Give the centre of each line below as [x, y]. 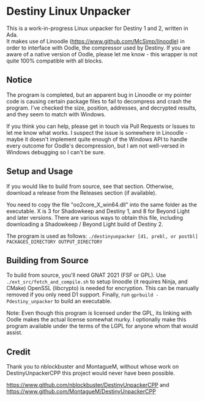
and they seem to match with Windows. [56, 114]
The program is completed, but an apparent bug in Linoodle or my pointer [99, 95]
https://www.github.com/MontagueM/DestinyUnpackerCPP [81, 392]
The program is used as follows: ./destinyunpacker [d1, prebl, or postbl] [102, 236]
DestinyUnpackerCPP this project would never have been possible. [91, 373]
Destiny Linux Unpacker [69, 11]
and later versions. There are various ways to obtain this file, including [95, 217]
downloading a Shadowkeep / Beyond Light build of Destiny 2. [85, 224]
